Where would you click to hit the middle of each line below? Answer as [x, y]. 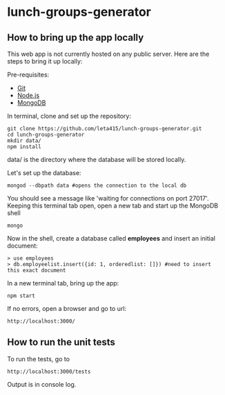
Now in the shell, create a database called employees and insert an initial [111, 238]
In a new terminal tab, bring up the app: [63, 283]
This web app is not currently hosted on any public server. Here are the [108, 54]
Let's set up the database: [44, 173]
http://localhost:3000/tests [49, 372]
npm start [21, 296]
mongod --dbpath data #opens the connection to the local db [97, 185]
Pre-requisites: [28, 74]
